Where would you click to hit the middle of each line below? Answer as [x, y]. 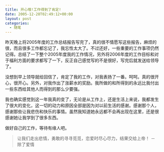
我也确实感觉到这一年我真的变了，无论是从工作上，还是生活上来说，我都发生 [82, 99]
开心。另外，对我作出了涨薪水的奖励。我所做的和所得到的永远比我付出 [88, 83]
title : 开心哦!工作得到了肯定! [33, 9]
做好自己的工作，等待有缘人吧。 [37, 128]
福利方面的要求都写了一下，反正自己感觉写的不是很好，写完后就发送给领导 [84, 60]
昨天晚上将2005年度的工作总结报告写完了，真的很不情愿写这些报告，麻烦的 [81, 42]
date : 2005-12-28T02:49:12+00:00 [39, 14]
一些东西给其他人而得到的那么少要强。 [43, 89]
